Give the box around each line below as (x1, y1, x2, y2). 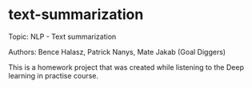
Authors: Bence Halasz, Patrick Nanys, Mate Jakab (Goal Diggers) (8, 47, 226, 56)
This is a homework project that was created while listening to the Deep (8, 62, 244, 72)
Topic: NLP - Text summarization (8, 32, 117, 41)
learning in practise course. (8, 71, 98, 80)
